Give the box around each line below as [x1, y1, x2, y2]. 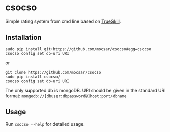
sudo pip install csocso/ [5, 74, 60, 79]
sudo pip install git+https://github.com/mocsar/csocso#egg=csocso [5, 46, 152, 52]
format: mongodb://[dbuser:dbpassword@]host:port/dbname [5, 93, 127, 99]
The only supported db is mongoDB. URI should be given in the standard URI [5, 87, 166, 93]
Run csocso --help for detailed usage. [5, 121, 85, 127]
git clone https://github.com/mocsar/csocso [5, 70, 101, 75]
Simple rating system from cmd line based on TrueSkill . [5, 18, 121, 24]
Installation [5, 33, 42, 42]
